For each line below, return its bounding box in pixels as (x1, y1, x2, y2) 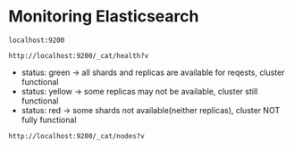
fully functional (21, 114, 77, 125)
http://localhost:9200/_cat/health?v (8, 51, 149, 60)
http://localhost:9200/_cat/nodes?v (8, 131, 145, 140)
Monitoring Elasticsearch (8, 6, 199, 27)
